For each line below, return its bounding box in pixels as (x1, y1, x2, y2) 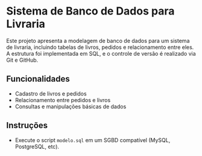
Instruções (6, 120, 48, 131)
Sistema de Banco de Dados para (6, 4, 175, 18)
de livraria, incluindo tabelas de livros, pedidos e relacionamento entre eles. (6, 44, 194, 51)
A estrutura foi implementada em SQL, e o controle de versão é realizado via (6, 50, 196, 57)
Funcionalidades (6, 74, 71, 84)
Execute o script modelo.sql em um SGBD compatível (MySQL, (14, 136, 171, 143)
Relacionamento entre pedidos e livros (14, 96, 111, 103)
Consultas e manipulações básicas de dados (14, 103, 127, 110)
